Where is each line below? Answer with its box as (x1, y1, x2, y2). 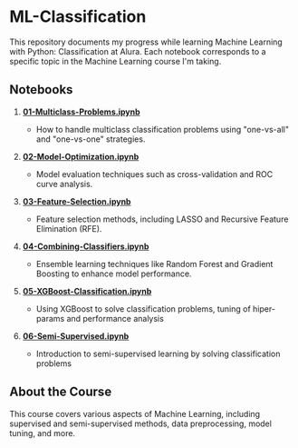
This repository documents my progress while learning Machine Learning (9, 36, 283, 47)
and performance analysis (66, 313, 165, 324)
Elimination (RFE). (35, 223, 102, 234)
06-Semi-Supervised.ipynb (22, 330, 130, 342)
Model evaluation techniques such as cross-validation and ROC (35, 168, 274, 179)
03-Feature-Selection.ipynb (22, 195, 131, 206)
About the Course (9, 384, 112, 400)
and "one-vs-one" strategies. (35, 134, 146, 144)
